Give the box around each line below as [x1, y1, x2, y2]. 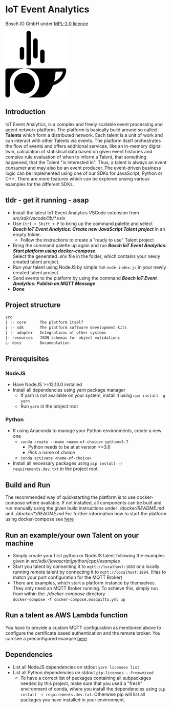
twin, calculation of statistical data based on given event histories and [5, 148, 153, 154]
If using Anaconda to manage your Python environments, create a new [12, 428, 162, 434]
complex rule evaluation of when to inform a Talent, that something [5, 154, 147, 160]
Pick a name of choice [28, 450, 75, 456]
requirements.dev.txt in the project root [12, 466, 98, 472]
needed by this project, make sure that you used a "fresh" [20, 680, 143, 686]
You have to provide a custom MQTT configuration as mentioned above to [5, 624, 161, 631]
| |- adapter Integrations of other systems [5, 330, 106, 335]
